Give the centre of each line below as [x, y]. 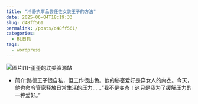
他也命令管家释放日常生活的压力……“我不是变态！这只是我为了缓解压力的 [103, 87]
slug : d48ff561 [25, 22]
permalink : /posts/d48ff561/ [42, 28]
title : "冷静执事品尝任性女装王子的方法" [51, 12]
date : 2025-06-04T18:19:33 [39, 17]
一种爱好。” [27, 95]
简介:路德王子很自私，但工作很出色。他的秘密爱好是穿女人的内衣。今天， [103, 80]
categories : [21, 34]
